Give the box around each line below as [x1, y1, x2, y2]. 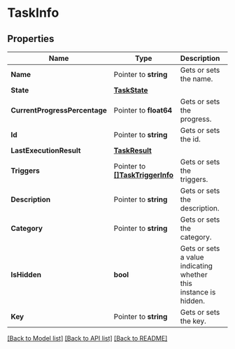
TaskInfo [7, 5, 59, 21]
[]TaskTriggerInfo [113, 170, 173, 180]
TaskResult [113, 145, 152, 155]
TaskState [113, 85, 148, 95]
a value [180, 252, 204, 262]
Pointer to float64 [113, 106, 173, 115]
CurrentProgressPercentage [10, 106, 107, 115]
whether [180, 270, 208, 279]
